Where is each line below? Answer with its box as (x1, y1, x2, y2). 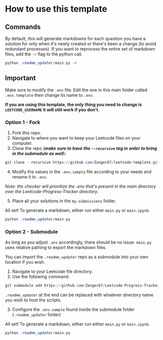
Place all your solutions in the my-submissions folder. (12, 198, 116, 204)
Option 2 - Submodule (5, 228, 58, 235)
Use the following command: (12, 274, 70, 280)
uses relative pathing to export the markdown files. (5, 245, 107, 251)
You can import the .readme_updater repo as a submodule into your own (5, 254, 149, 260)
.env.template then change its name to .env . (5, 92, 94, 98)
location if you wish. (5, 259, 45, 265)
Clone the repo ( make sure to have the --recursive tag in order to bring (12, 145, 158, 151)
